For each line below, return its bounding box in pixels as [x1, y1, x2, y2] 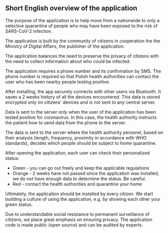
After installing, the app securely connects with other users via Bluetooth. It [5, 88, 161, 95]
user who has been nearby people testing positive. [5, 79, 111, 85]
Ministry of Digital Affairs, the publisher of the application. [5, 43, 125, 49]
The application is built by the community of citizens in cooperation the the [5, 38, 160, 44]
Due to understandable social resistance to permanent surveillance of [5, 211, 150, 217]
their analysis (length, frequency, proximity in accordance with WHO [5, 134, 147, 140]
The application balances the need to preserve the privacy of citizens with [5, 53, 159, 59]
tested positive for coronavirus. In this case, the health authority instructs [5, 114, 157, 120]
